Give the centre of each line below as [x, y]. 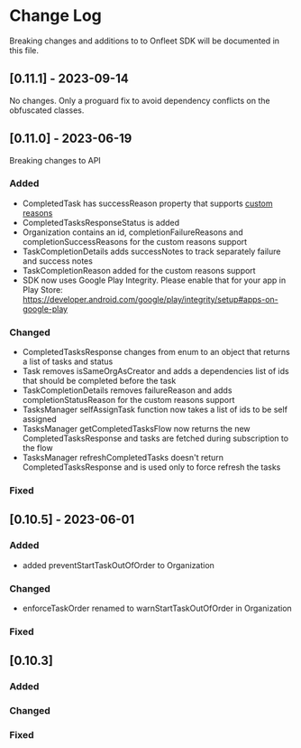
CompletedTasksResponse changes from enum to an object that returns [156, 352]
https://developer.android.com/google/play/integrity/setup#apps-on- [150, 299]
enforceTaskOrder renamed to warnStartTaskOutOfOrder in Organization [157, 608]
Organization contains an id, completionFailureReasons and [132, 232]
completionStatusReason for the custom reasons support [128, 400]
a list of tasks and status [68, 361]
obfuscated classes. [47, 110]
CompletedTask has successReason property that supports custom [147, 203]
